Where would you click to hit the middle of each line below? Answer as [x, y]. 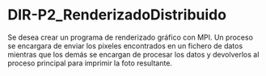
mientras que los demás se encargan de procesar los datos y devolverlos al [133, 54]
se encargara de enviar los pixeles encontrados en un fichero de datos [125, 45]
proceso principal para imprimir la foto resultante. [90, 63]
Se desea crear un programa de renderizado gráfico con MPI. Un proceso [131, 37]
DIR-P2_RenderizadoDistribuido [117, 15]
